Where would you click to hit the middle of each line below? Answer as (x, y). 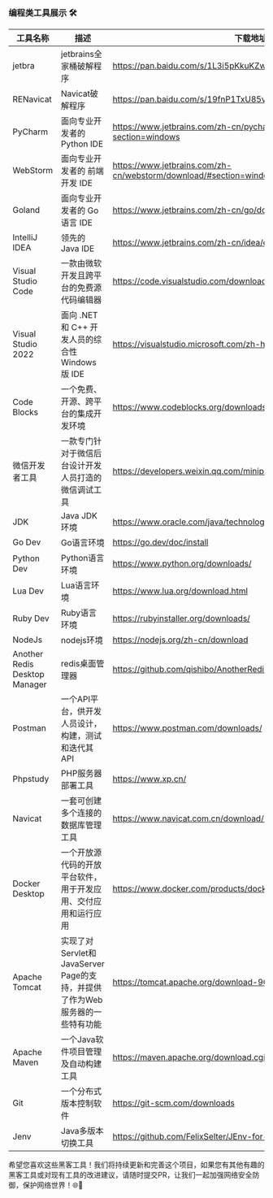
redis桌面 (78, 664)
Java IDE (78, 249)
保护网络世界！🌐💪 (53, 1185)
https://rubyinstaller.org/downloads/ (181, 619)
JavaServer (82, 964)
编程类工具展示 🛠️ (43, 12)
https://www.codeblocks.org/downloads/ (191, 407)
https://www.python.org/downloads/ (182, 564)
